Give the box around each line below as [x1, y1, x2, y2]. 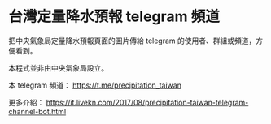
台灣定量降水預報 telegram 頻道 [8, 7, 220, 26]
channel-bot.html [8, 106, 67, 116]
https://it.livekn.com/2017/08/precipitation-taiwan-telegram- [46, 97, 249, 107]
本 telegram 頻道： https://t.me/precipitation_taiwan [8, 80, 181, 90]
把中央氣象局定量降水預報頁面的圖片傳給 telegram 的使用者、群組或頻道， [8, 36, 256, 45]
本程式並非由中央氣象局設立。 [8, 62, 108, 73]
